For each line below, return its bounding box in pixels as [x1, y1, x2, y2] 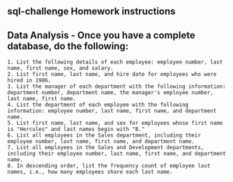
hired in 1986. [7, 77, 52, 84]
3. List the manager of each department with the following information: [7, 83, 227, 90]
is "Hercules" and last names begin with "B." [7, 126, 145, 133]
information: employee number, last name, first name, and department [7, 107, 217, 114]
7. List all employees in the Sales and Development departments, [7, 144, 204, 151]
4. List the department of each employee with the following [7, 101, 189, 109]
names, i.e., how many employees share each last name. [7, 169, 173, 176]
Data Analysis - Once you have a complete [7, 29, 195, 41]
